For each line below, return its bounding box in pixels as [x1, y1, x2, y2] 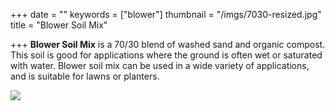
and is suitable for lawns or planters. [10, 70, 160, 82]
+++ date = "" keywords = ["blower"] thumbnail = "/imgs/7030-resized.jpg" [10, 9, 322, 20]
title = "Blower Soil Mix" [10, 19, 108, 31]
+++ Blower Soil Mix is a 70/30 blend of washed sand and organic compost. [10, 39, 326, 50]
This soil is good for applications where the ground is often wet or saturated [10, 49, 323, 61]
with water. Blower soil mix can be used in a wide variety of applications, [10, 60, 310, 71]
